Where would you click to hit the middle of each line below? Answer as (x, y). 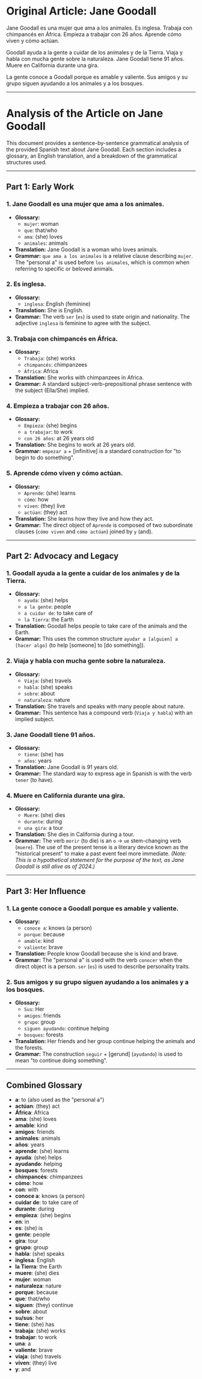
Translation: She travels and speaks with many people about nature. (100, 706)
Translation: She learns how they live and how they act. (84, 518)
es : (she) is (29, 1228)
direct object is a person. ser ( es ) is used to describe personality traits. (103, 966)
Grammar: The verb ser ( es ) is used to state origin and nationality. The (103, 317)
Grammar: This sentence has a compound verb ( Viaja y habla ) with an (104, 712)
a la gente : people (47, 607)
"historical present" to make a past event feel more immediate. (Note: (101, 853)
